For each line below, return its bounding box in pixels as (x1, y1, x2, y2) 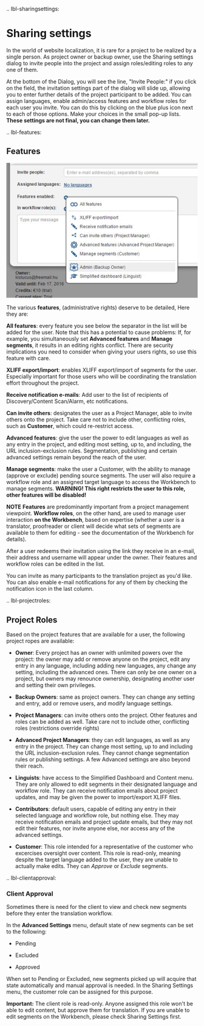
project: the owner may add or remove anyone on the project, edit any (15, 655, 191, 663)
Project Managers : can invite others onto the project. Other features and (15, 711, 197, 719)
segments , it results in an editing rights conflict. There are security (6, 341, 174, 349)
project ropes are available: (6, 637, 75, 644)
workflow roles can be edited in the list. (6, 560, 105, 568)
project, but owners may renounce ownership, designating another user (15, 675, 195, 682)
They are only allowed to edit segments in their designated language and (15, 780, 197, 788)
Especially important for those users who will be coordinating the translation (6, 373, 197, 380)
